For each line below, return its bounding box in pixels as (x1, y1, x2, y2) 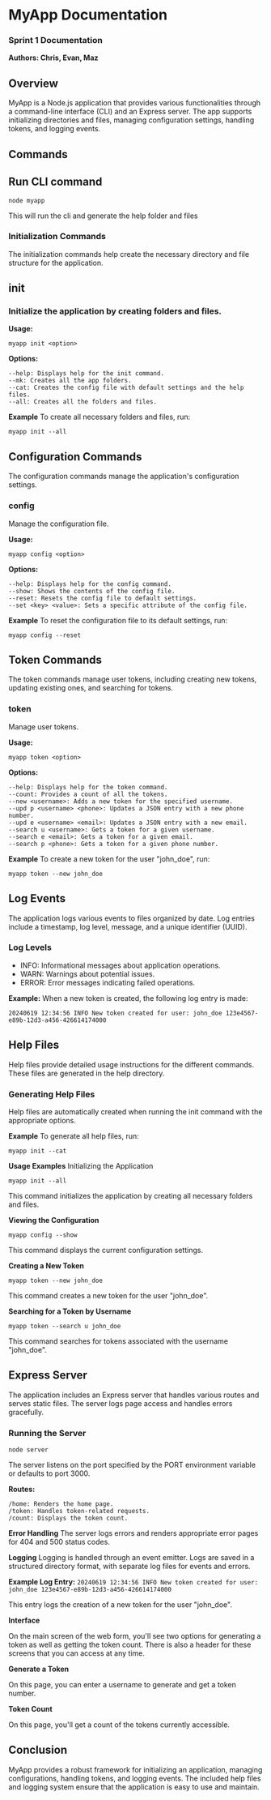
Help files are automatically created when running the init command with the (8, 1106, 263, 1116)
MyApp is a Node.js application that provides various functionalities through (8, 98, 261, 108)
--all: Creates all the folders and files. (8, 398, 158, 406)
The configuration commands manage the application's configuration (8, 472, 239, 481)
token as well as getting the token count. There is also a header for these (8, 1640, 252, 1650)
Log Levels (8, 942, 53, 953)
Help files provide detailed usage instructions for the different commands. (8, 1059, 255, 1069)
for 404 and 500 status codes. (8, 1537, 111, 1547)
